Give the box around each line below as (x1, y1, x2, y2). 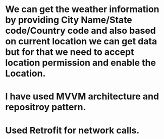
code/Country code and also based (5, 25, 156, 36)
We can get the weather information (5, 4, 160, 15)
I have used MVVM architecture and (5, 91, 159, 102)
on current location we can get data (5, 36, 157, 47)
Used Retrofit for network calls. (5, 124, 140, 136)
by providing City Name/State (5, 14, 133, 26)
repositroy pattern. (5, 102, 86, 113)
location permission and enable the (5, 57, 156, 68)
